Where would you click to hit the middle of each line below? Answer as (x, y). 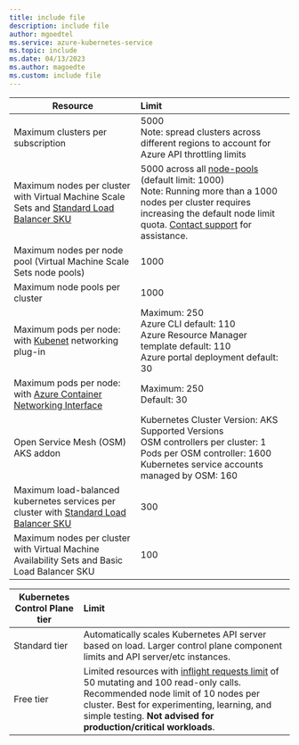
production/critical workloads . (149, 726)
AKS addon (37, 453)
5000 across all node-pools (200, 169)
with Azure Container (58, 393)
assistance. (165, 236)
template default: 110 (186, 346)
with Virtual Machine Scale (69, 196)
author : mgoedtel (41, 34)
